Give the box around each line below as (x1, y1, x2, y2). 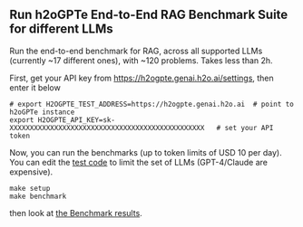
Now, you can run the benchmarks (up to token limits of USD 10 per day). (9, 147, 283, 157)
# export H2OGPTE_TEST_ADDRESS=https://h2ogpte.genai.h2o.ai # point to (9, 99, 295, 109)
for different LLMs (9, 22, 113, 37)
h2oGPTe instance (9, 108, 75, 117)
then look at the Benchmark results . (9, 207, 142, 218)
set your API (224, 123, 274, 132)
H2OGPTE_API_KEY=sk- (37, 115, 116, 125)
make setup (9, 184, 51, 193)
